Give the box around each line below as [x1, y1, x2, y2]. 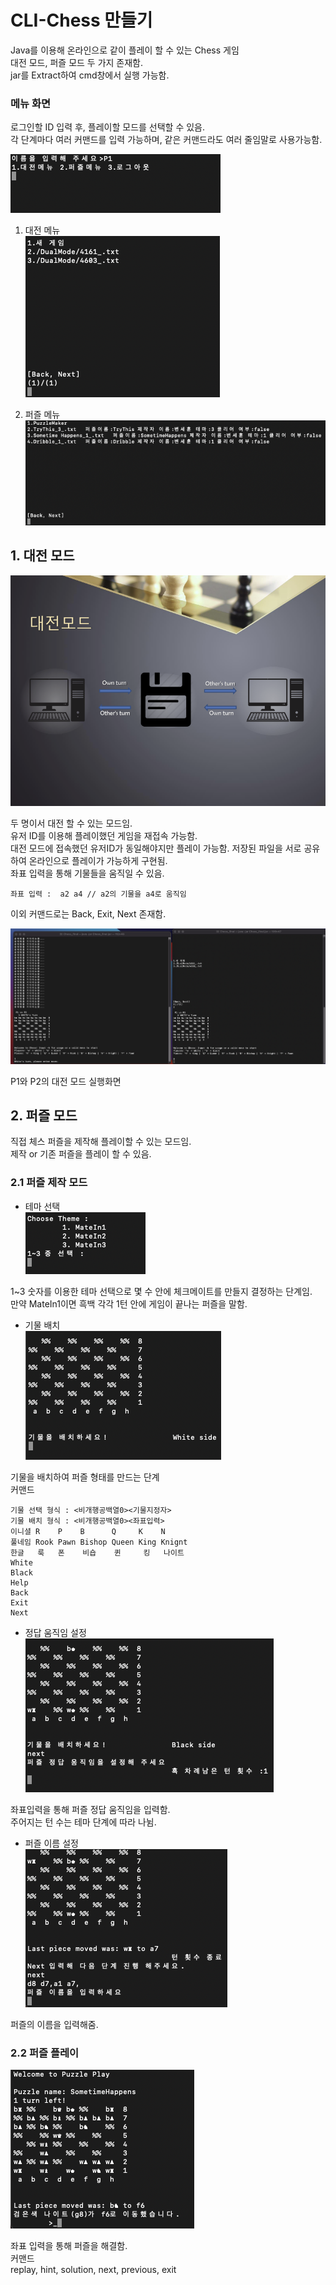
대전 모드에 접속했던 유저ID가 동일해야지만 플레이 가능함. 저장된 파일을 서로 [10, 842, 302, 854]
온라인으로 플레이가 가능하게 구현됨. [28, 854, 168, 866]
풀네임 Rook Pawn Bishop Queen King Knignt [10, 1537, 188, 1547]
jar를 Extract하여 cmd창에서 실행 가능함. [10, 69, 170, 81]
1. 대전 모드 [10, 547, 75, 565]
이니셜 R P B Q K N [10, 1526, 166, 1536]
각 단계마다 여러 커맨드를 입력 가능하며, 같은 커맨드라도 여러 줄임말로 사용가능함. [10, 134, 323, 146]
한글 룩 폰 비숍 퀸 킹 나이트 [10, 1547, 185, 1558]
